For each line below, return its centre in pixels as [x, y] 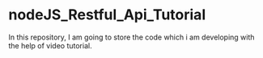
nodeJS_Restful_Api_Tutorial [107, 15]
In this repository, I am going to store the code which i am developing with [131, 37]
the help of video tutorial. [50, 45]
